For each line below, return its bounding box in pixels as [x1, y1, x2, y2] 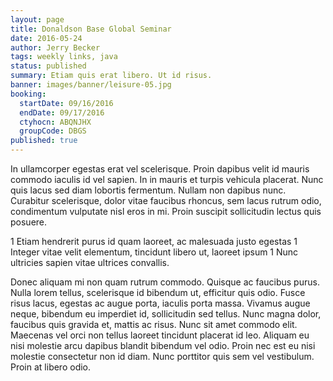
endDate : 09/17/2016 [19, 107, 105, 118]
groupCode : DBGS [19, 126, 87, 136]
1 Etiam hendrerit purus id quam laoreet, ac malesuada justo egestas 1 [10, 236, 298, 247]
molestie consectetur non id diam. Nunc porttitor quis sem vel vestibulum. [10, 351, 315, 362]
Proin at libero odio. [10, 361, 92, 373]
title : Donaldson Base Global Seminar [10, 24, 172, 34]
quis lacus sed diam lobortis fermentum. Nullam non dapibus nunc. [10, 184, 287, 196]
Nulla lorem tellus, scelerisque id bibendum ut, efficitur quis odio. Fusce [10, 287, 306, 298]
